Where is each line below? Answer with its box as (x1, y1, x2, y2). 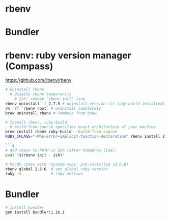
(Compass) (5, 60, 53, 72)
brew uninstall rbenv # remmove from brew (5, 110, 97, 116)
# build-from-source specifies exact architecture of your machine (10, 124, 156, 130)
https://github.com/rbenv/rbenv (5, 77, 72, 83)
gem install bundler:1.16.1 (5, 210, 65, 215)
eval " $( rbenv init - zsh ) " (5, 152, 65, 158)
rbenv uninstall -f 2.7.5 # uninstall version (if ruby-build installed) (5, 101, 165, 106)
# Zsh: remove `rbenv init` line (14, 97, 86, 102)
